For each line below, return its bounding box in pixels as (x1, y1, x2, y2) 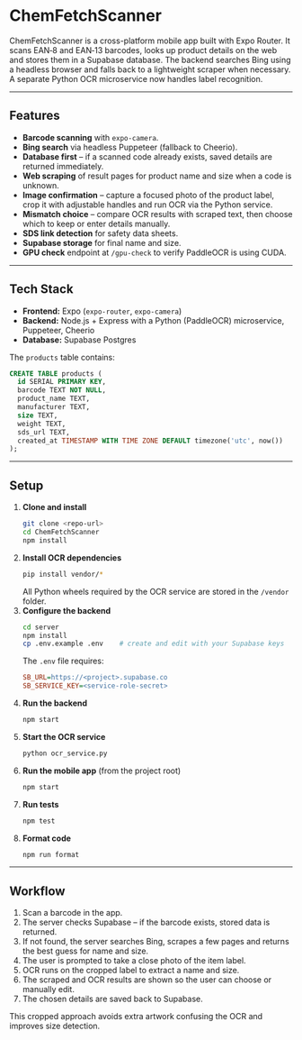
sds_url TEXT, (17, 427, 70, 437)
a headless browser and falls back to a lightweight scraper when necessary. (9, 64, 291, 75)
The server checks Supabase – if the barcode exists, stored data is (22, 917, 271, 928)
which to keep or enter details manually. (22, 218, 171, 229)
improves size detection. (9, 1020, 101, 1032)
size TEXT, (17, 411, 58, 420)
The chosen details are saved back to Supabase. (22, 993, 204, 1005)
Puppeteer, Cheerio (22, 324, 95, 335)
